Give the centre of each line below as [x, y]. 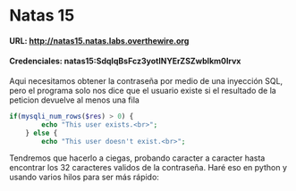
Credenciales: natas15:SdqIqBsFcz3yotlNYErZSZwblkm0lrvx [125, 61]
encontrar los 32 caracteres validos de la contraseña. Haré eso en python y [148, 168]
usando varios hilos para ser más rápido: [84, 177]
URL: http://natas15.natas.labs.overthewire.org [99, 40]
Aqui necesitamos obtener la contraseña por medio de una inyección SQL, [146, 80]
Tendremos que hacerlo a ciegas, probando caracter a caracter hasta [137, 158]
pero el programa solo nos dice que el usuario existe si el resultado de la [143, 90]
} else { [42, 133]
